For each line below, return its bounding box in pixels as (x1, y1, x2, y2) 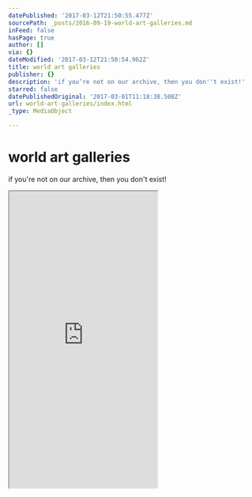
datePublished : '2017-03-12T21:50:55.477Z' (8, 11, 154, 20)
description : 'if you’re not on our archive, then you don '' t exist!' (8, 78, 246, 85)
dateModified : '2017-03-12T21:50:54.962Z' (8, 56, 150, 64)
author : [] (8, 41, 44, 49)
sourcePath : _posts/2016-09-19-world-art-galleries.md (8, 19, 193, 27)
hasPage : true (8, 33, 55, 42)
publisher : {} (8, 70, 55, 78)
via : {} (8, 48, 34, 56)
